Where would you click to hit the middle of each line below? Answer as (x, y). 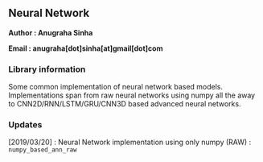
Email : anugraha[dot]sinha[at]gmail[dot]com (86, 48)
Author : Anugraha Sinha (51, 32)
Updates (25, 125)
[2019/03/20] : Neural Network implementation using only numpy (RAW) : (130, 142)
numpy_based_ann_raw (43, 150)
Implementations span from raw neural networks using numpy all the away (132, 95)
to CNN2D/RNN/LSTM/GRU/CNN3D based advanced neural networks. (125, 104)
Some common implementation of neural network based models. (116, 87)
